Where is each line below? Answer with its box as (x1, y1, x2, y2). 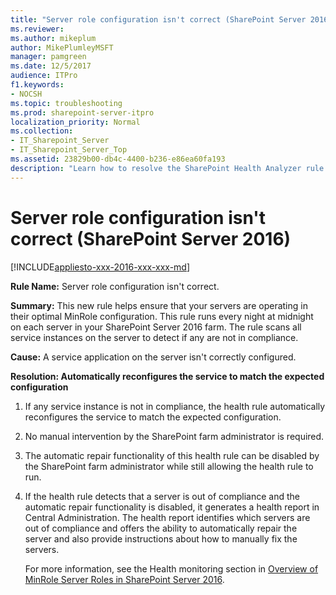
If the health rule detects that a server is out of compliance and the (24, 490, 300, 502)
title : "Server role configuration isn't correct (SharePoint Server (10, 14, 307, 25)
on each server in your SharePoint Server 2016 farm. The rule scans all (10, 321, 302, 333)
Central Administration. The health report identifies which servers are (24, 511, 311, 523)
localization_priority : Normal (10, 117, 141, 127)
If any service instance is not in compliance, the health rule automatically (24, 400, 326, 412)
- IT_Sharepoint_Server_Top (10, 145, 128, 155)
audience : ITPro (10, 71, 78, 81)
